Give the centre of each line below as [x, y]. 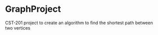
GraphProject [33, 9]
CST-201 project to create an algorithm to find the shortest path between [79, 23]
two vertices [18, 28]
